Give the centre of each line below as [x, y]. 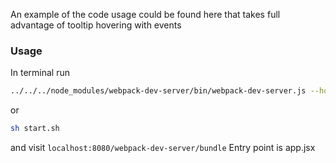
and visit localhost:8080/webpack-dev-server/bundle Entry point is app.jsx [163, 148]
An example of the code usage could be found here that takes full [145, 14]
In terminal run [40, 73]
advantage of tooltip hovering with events [96, 25]
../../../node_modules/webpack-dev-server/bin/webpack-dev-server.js [158, 91]
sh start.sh [35, 129]
